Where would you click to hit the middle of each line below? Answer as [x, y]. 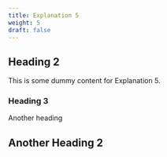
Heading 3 [28, 101]
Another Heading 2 [56, 142]
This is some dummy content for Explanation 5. [84, 81]
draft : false [30, 30]
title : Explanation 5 [44, 15]
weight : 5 [24, 23]
